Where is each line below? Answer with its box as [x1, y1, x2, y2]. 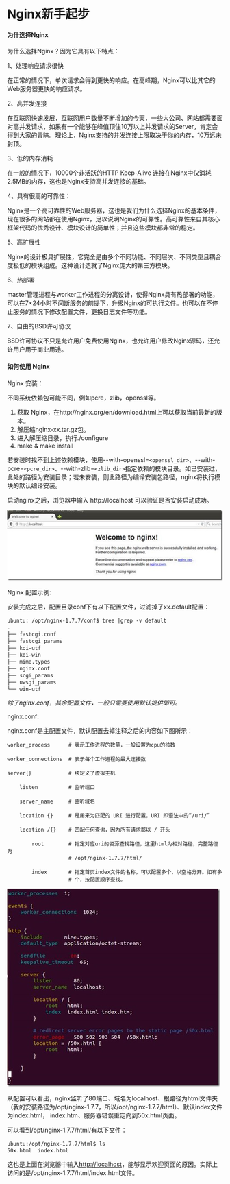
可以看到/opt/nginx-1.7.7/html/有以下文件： [7, 1126, 127, 1134]
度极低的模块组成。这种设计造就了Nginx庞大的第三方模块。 [7, 261, 174, 269]
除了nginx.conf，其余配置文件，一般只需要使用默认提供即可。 [7, 699, 181, 707]
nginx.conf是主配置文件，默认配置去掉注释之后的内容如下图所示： [7, 727, 194, 734]
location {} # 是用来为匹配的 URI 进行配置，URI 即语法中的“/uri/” [19, 812, 211, 819]
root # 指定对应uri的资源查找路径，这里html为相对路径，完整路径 [31, 841, 218, 847]
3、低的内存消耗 [7, 154, 53, 162]
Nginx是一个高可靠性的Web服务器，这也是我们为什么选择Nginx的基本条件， [7, 206, 221, 215]
